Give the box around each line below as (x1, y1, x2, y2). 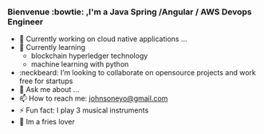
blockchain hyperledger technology (30, 51, 148, 61)
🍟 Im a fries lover (18, 117, 75, 127)
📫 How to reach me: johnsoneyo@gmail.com (18, 94, 168, 103)
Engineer (7, 16, 44, 27)
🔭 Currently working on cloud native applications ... (18, 34, 188, 44)
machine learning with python (30, 59, 129, 69)
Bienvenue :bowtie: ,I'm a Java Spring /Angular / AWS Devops (7, 6, 252, 17)
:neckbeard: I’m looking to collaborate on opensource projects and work (18, 68, 257, 78)
